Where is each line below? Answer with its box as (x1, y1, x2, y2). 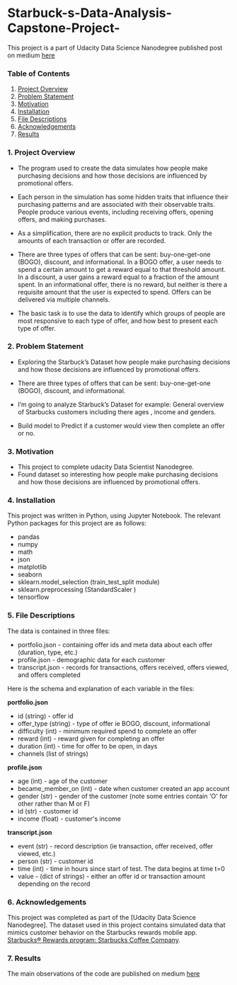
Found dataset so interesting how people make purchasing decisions (17, 470, 219, 479)
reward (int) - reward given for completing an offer (17, 734, 165, 743)
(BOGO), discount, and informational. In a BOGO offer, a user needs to (17, 257, 222, 266)
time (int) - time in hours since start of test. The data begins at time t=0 (17, 864, 225, 872)
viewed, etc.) (17, 849, 56, 858)
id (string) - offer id (17, 712, 74, 720)
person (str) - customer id (17, 857, 93, 865)
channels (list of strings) (17, 749, 88, 758)
